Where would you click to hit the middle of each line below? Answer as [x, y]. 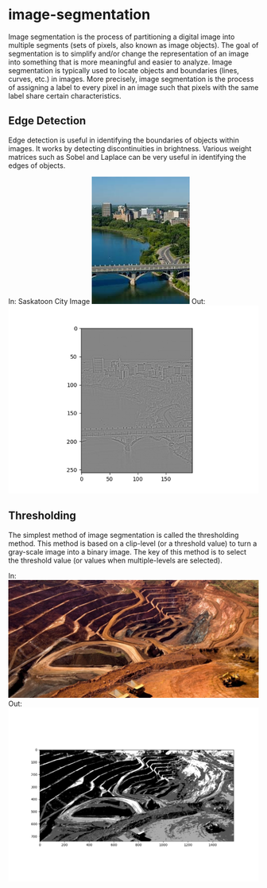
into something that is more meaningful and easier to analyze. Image [120, 62]
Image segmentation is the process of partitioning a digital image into [122, 37]
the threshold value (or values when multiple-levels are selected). [115, 560]
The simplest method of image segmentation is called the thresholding [124, 535]
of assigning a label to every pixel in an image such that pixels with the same [133, 87]
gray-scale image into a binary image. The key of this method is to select [128, 551]
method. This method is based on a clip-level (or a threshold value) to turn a [133, 543]
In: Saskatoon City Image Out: [107, 301]
